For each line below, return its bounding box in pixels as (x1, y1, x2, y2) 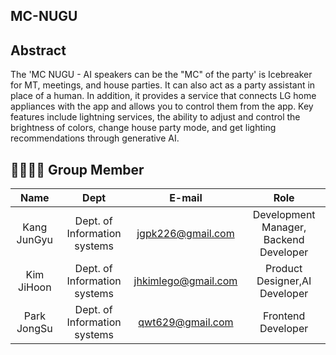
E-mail (169, 191, 203, 205)
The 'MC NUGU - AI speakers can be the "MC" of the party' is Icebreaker (10, 69, 313, 81)
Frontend (262, 309, 306, 323)
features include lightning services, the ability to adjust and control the (10, 111, 301, 123)
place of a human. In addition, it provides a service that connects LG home (10, 90, 317, 102)
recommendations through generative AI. (10, 132, 180, 144)
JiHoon (18, 280, 52, 294)
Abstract (10, 42, 67, 59)
